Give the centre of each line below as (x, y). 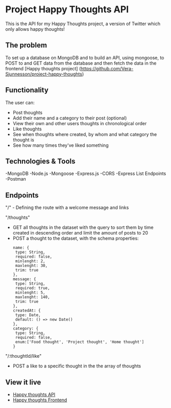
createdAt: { (27, 311)
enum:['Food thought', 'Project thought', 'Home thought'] (80, 342)
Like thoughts (27, 129)
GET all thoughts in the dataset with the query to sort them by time (83, 227)
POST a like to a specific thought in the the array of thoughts (77, 366)
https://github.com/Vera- (107, 68)
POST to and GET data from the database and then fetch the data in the (81, 63)
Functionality (27, 90)
